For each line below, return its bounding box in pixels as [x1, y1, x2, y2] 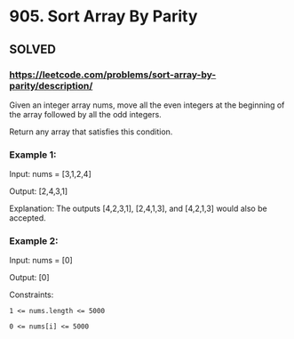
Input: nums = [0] [9, 255, 73, 266]
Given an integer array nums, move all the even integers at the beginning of [9, 100, 285, 110]
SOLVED [9, 42, 56, 57]
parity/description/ [9, 79, 93, 92]
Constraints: [9, 289, 54, 300]
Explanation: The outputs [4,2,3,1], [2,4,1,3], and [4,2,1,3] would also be [9, 203, 268, 214]
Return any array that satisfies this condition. [9, 126, 173, 137]
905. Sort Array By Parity [9, 6, 198, 27]
